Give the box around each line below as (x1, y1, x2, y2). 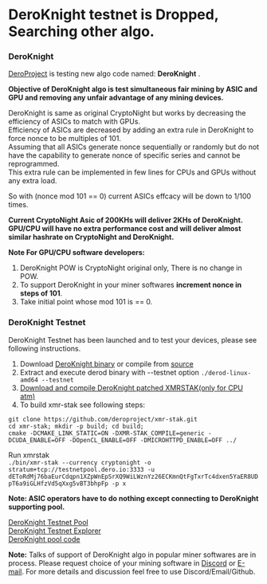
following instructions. (8, 343, 81, 353)
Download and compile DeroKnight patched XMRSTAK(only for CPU (19, 382, 243, 392)
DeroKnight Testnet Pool (8, 517, 89, 527)
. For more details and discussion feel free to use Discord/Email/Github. (21, 566, 256, 576)
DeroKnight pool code (8, 534, 80, 543)
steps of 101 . (19, 288, 62, 298)
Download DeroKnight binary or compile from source (19, 359, 194, 368)
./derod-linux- (200, 369, 252, 377)
